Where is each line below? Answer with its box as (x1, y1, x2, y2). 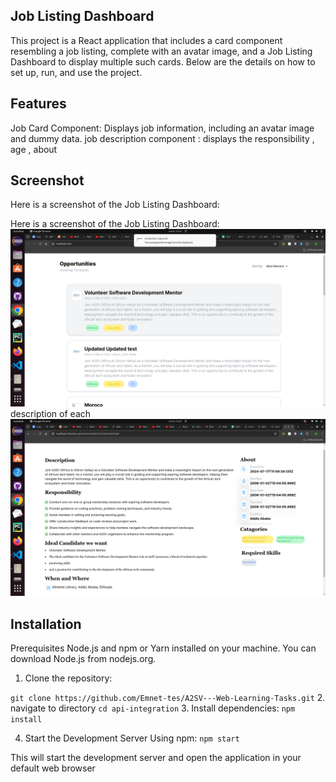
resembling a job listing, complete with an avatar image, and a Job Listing (10, 45, 313, 57)
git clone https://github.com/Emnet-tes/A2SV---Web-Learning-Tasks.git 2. (10, 692, 326, 704)
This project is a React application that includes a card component (10, 34, 283, 46)
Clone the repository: (24, 672, 113, 684)
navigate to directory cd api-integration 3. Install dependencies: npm (10, 702, 296, 714)
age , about (10, 143, 58, 155)
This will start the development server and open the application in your (10, 752, 302, 764)
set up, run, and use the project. (10, 66, 143, 78)
